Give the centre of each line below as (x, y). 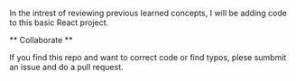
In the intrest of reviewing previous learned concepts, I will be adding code (148, 13)
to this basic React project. (59, 22)
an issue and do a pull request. (66, 67)
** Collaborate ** (41, 40)
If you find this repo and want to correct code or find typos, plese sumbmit (148, 57)
